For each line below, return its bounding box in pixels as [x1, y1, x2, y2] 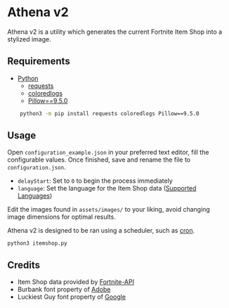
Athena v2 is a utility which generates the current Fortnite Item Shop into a [7, 27, 223, 36]
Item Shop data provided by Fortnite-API [17, 278, 135, 286]
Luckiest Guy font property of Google [17, 293, 126, 301]
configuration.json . [7, 163, 66, 172]
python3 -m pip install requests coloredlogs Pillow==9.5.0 [20, 110, 199, 117]
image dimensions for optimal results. [7, 212, 116, 222]
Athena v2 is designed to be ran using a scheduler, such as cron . [7, 226, 195, 235]
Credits [7, 259, 41, 271]
